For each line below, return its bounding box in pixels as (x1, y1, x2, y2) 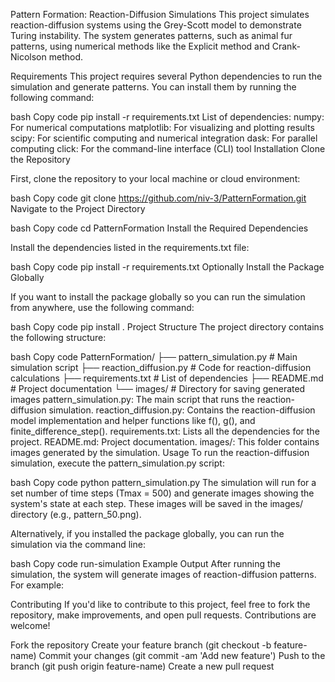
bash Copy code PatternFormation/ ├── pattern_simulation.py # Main (10, 351, 298, 363)
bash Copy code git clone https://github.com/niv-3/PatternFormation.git (10, 192, 307, 204)
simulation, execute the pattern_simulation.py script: (10, 457, 225, 469)
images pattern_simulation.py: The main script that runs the (10, 394, 255, 405)
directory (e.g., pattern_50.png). (10, 509, 142, 520)
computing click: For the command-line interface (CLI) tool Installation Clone (10, 143, 326, 154)
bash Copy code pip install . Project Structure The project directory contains (10, 321, 325, 333)
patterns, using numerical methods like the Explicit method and (10, 40, 270, 52)
